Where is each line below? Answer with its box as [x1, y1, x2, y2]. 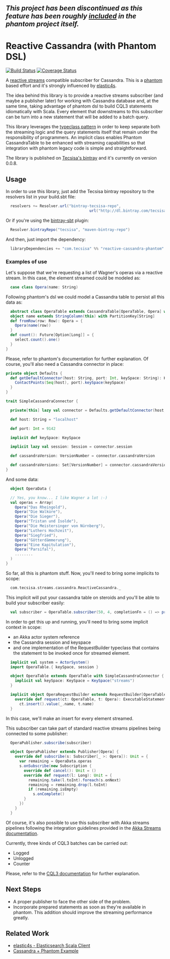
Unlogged [13, 855, 34, 861]
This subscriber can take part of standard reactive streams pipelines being [6, 725, 161, 731]
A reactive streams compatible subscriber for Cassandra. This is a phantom [6, 77, 163, 83]
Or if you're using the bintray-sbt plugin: [6, 217, 89, 223]
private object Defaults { [6, 371, 63, 376]
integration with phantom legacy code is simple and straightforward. [6, 145, 148, 151]
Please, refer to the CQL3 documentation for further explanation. [6, 870, 140, 876]
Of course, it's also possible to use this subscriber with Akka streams [6, 820, 149, 826]
